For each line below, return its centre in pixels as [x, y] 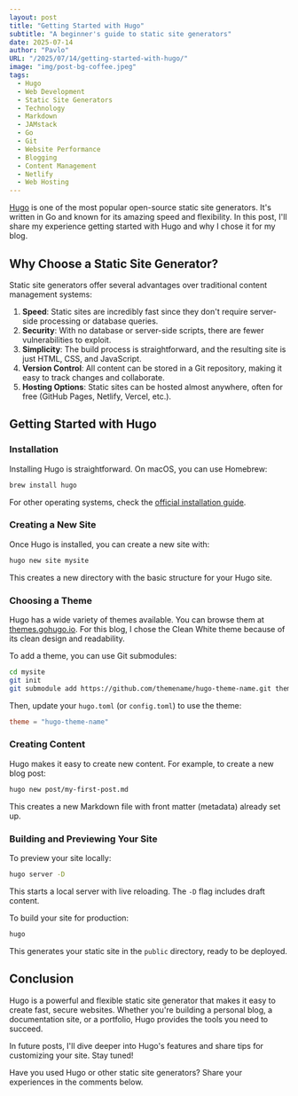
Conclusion [42, 979]
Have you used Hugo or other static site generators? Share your [125, 1072]
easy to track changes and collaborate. [94, 377]
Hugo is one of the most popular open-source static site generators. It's [141, 207]
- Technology [41, 108]
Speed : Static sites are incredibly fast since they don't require [135, 311]
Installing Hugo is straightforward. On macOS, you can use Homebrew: [138, 469]
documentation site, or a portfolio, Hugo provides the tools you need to [139, 1019]
